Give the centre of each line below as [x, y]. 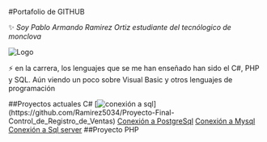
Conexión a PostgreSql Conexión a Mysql [186, 121]
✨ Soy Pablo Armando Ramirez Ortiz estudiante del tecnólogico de [120, 27]
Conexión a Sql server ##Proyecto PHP [74, 129]
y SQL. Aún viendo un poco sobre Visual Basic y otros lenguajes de [121, 79]
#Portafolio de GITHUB [47, 12]
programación [32, 88]
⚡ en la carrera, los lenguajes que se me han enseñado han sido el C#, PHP [134, 68]
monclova [25, 36]
